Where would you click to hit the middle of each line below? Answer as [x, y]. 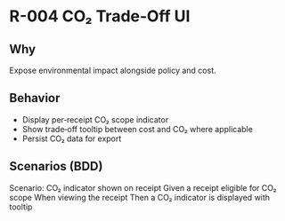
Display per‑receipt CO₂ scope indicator [95, 119]
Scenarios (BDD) [56, 166]
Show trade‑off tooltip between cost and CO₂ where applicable [138, 129]
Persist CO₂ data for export [72, 138]
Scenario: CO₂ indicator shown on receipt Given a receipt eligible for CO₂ [143, 187]
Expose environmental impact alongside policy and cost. [113, 70]
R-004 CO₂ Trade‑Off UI [100, 16]
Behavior [35, 98]
